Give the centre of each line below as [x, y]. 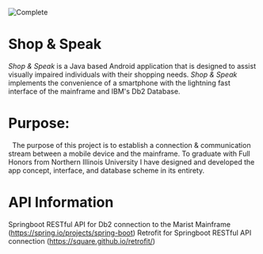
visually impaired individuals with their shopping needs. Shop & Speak [123, 74]
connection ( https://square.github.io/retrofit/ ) [82, 241]
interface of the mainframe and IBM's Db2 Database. [94, 91]
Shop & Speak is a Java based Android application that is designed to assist [132, 66]
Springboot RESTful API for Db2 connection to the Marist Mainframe [120, 224]
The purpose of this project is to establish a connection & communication [131, 145]
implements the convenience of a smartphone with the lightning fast [120, 82]
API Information [61, 203]
